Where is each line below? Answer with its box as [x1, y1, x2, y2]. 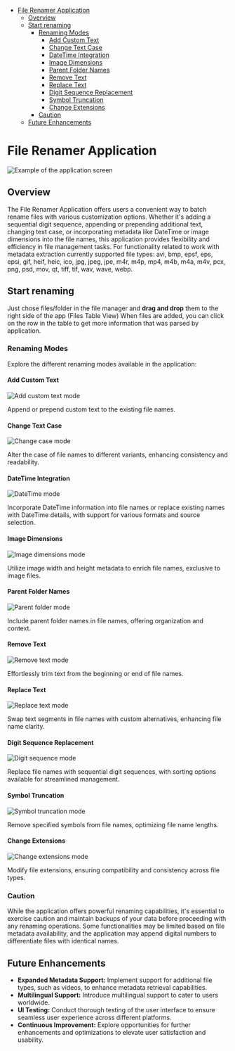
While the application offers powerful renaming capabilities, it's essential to [7, 907, 224, 915]
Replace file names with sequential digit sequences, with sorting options [7, 767, 216, 776]
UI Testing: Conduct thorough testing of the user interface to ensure [17, 1006, 215, 1014]
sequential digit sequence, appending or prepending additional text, [7, 219, 203, 228]
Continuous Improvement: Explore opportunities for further [17, 1021, 192, 1029]
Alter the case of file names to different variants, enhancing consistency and [7, 450, 228, 459]
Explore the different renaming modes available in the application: [7, 359, 197, 368]
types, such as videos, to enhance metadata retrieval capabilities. [17, 983, 208, 991]
